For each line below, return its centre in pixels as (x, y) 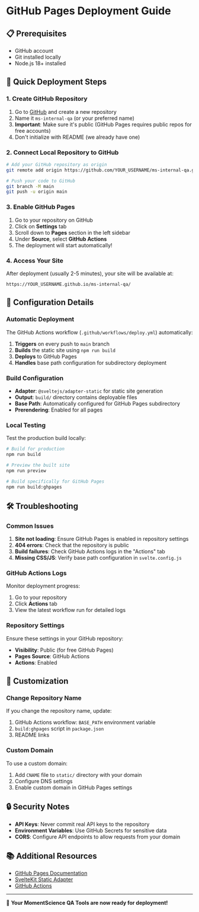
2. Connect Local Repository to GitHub (62, 152)
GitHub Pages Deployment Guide (89, 11)
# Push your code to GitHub (41, 181)
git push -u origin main (37, 192)
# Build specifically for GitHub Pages (55, 481)
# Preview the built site (38, 465)
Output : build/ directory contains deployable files (76, 397)
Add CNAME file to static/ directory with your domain (78, 774)
